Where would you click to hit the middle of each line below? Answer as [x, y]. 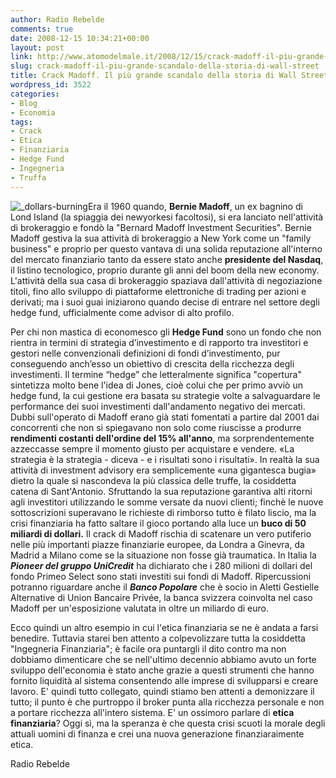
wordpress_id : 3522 [51, 85]
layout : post [37, 47]
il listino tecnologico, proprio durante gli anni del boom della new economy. [165, 270]
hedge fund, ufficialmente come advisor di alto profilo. [122, 312]
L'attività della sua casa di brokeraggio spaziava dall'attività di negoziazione [166, 280]
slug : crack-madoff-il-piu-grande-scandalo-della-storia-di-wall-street [165, 66]
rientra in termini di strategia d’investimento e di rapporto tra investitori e [159, 342]
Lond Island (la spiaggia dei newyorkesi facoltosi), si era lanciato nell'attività [167, 217]
